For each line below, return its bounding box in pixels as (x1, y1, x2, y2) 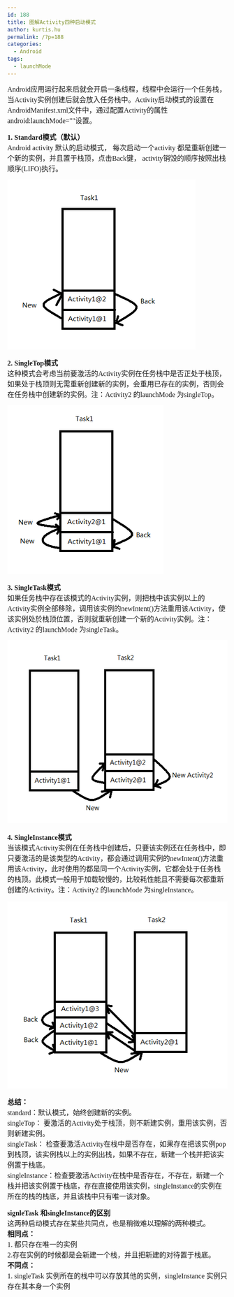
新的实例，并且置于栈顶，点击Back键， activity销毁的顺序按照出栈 (14, 154, 226, 162)
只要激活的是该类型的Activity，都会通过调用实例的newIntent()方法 (7, 854, 217, 862)
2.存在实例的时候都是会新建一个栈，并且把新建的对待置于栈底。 (7, 1251, 216, 1259)
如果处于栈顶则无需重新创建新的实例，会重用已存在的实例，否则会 (7, 379, 225, 388)
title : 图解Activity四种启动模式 (7, 18, 96, 26)
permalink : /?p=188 (7, 34, 64, 41)
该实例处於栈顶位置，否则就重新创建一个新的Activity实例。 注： (7, 615, 212, 623)
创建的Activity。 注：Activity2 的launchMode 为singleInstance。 (7, 885, 198, 894)
